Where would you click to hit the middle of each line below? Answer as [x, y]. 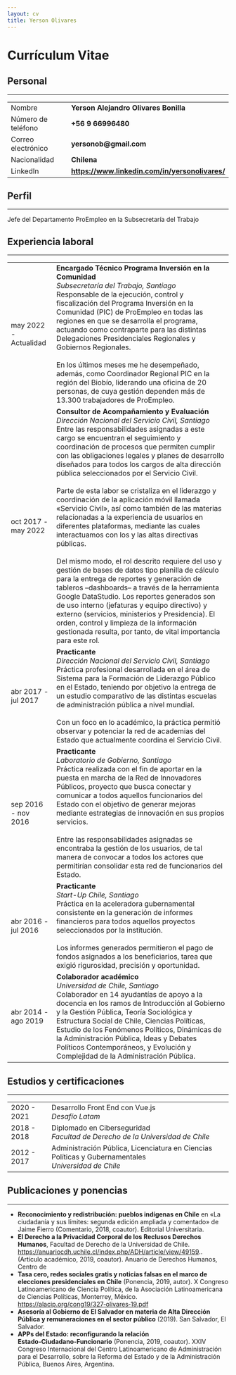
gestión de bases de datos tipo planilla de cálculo [137, 570]
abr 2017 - [30, 692]
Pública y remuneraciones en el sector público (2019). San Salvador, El [122, 1319]
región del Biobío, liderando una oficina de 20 [131, 382]
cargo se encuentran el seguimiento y [118, 438]
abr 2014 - [30, 1012]
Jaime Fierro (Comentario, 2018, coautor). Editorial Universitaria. [111, 1229]
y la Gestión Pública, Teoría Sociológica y [124, 1012]
